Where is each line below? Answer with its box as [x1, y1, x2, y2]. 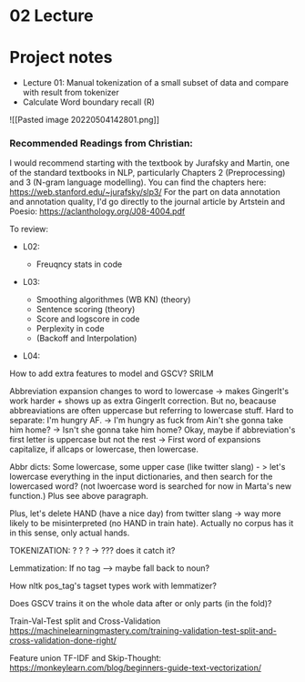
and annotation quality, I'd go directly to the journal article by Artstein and [9, 197, 285, 208]
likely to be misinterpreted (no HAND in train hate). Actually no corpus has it [9, 518, 294, 529]
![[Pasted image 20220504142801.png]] [9, 115, 160, 126]
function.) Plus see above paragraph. [9, 491, 148, 502]
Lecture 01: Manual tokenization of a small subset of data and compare [22, 77, 290, 88]
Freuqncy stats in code [36, 259, 123, 270]
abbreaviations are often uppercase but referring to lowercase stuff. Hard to [9, 405, 294, 416]
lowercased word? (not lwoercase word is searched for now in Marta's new [9, 481, 292, 492]
